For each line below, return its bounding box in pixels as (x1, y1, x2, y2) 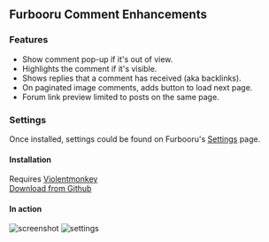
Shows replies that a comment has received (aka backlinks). (21, 73, 242, 83)
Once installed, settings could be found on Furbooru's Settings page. (9, 133, 261, 144)
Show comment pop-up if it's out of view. (21, 53, 173, 65)
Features (9, 34, 49, 46)
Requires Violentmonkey (9, 174, 98, 184)
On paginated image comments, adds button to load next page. (21, 82, 253, 92)
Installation (9, 154, 51, 165)
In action (9, 203, 42, 214)
